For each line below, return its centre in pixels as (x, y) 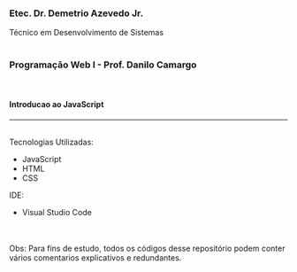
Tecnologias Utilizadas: (52, 142)
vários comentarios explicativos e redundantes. (95, 257)
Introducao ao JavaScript (57, 105)
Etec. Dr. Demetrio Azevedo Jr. (76, 13)
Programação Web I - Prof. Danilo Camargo (103, 65)
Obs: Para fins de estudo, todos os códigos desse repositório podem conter (147, 248)
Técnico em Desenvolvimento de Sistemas (87, 33)
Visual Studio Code (57, 212)
